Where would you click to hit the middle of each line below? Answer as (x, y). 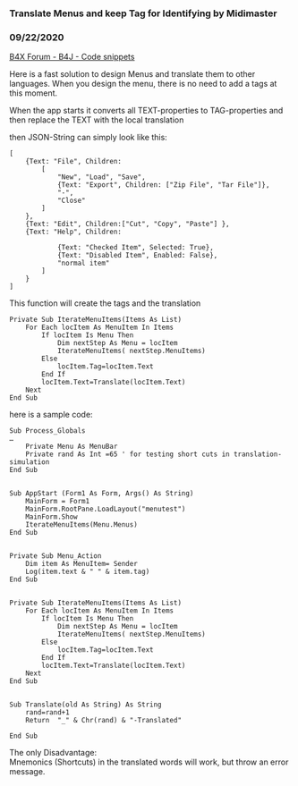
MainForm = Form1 (58, 502)
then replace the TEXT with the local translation (97, 120)
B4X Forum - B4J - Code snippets (72, 57)
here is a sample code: (51, 415)
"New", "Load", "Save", (101, 177)
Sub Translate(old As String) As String (86, 705)
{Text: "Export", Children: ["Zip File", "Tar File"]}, (163, 185)
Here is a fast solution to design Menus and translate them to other (132, 74)
